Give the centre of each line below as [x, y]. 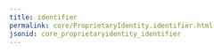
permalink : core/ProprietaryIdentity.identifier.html [111, 26]
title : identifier [43, 17]
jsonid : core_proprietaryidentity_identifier [95, 33]
